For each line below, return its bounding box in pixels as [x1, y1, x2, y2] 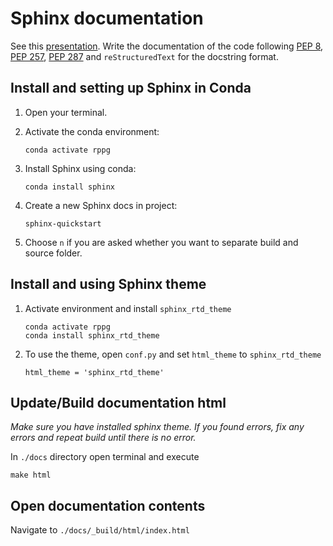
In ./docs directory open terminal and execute [10, 451, 200, 463]
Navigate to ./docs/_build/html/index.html [10, 524, 190, 536]
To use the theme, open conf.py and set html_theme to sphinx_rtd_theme [24, 348, 322, 360]
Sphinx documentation [10, 7, 204, 30]
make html [10, 470, 52, 481]
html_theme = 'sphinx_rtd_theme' [24, 367, 165, 377]
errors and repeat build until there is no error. [10, 432, 197, 444]
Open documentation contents [10, 497, 206, 514]
